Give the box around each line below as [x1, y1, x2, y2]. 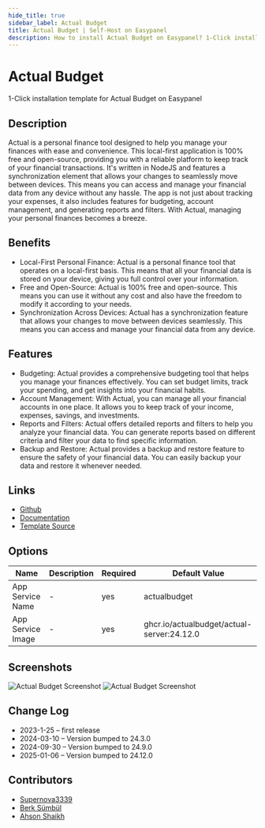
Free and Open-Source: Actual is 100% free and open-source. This [19, 282, 238, 292]
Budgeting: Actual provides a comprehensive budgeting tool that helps [19, 369, 250, 378]
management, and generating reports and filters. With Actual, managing [8, 205, 242, 214]
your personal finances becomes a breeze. [8, 214, 147, 222]
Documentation [19, 513, 70, 523]
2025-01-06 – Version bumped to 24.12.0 [19, 750, 154, 760]
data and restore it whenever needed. [19, 460, 142, 471]
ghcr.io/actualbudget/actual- [144, 618, 252, 630]
